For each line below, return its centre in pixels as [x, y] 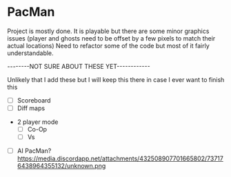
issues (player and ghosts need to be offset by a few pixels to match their [111, 38]
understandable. [30, 53]
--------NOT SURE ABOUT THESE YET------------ [79, 66]
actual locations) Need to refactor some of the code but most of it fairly [109, 45]
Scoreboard [34, 100]
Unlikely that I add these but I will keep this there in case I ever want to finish [116, 79]
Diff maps [31, 108]
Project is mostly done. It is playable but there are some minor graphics [108, 31]
